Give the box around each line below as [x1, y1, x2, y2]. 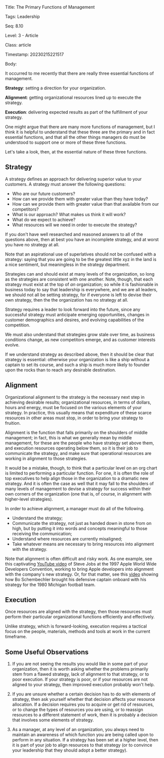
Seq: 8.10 [5, 23, 23, 29]
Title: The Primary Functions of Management [5, 4, 95, 10]
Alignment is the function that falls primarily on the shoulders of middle [5, 430, 148, 435]
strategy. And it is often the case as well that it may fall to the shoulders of [5, 480, 154, 486]
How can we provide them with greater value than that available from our [12, 201, 159, 207]
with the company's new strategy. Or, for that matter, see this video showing [5, 571, 159, 577]
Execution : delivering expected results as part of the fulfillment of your [5, 109, 148, 115]
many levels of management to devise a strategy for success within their [5, 486, 151, 492]
